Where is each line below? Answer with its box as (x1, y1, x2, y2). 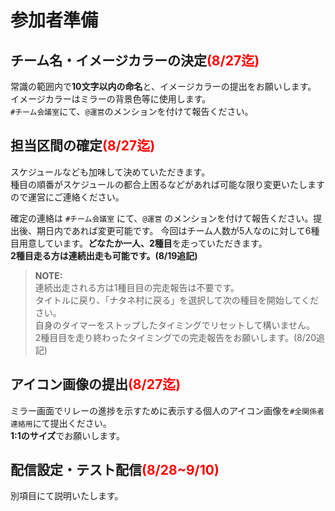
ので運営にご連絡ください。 (10, 191, 125, 203)
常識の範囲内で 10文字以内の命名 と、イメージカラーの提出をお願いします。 (10, 81, 317, 92)
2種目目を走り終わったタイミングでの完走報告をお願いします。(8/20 (34, 331, 317, 343)
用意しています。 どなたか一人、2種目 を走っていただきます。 (18, 237, 268, 249)
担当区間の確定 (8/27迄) (10, 137, 156, 155)
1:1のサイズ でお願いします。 (10, 429, 125, 441)
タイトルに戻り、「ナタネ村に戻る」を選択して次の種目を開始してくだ (34, 294, 319, 306)
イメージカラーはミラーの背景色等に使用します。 (10, 93, 212, 105)
